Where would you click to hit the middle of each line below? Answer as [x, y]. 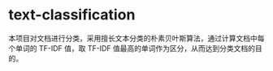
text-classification [72, 15]
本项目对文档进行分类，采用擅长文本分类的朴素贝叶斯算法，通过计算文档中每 [136, 38]
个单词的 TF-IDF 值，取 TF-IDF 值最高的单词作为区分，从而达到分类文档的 [132, 48]
